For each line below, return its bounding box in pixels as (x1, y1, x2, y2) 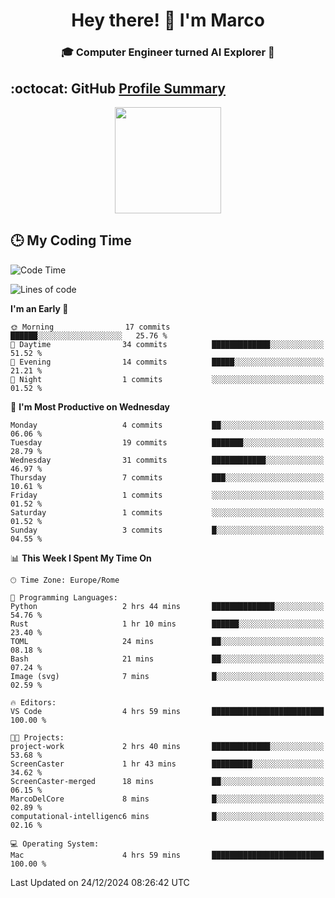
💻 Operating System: (10, 839, 100, 849)
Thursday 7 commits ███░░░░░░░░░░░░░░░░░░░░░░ (10, 472, 325, 483)
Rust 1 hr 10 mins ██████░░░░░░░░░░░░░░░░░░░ (10, 619, 325, 629)
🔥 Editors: (10, 697, 57, 708)
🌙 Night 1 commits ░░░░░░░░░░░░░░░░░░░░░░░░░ (10, 374, 325, 384)
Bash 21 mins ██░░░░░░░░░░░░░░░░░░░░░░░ (10, 654, 325, 664)
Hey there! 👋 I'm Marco (71, 9, 265, 32)
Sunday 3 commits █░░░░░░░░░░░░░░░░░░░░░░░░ (10, 525, 325, 535)
